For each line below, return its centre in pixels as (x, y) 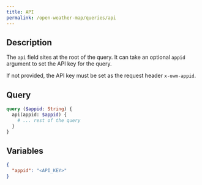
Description (29, 43)
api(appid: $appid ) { (39, 115)
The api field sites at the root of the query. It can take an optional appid (96, 57)
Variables (25, 151)
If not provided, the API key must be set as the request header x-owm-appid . (101, 76)
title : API (20, 12)
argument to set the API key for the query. (59, 64)
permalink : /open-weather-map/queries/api (61, 18)
